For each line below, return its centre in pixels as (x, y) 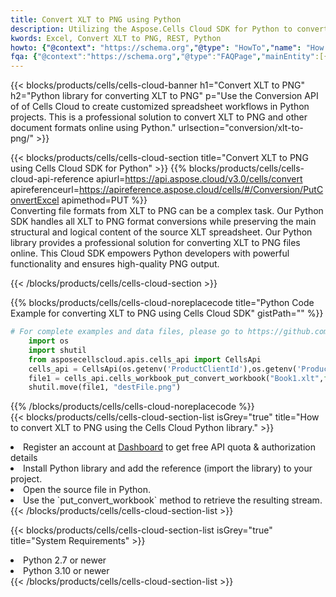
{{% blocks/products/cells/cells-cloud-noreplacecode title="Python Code (162, 303)
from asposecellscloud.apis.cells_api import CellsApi (145, 359)
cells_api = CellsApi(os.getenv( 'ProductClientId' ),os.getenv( (163, 369)
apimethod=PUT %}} (104, 200)
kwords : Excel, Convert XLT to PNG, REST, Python (116, 38)
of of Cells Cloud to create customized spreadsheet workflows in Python (160, 107)
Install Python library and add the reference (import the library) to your (168, 468)
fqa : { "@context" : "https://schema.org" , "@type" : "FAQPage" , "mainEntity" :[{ (169, 57)
